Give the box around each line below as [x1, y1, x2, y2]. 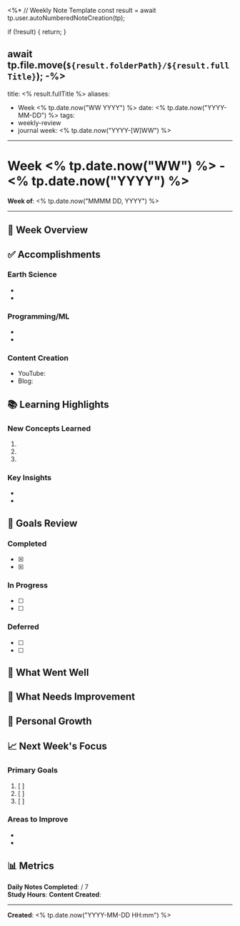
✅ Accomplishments [7, 248, 101, 260]
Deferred [7, 622, 39, 632]
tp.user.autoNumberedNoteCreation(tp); [7, 14, 126, 22]
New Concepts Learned [7, 423, 91, 433]
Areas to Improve [7, 815, 69, 825]
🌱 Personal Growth [7, 715, 92, 727]
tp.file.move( [7, 59, 66, 71]
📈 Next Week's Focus [7, 740, 107, 752]
